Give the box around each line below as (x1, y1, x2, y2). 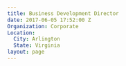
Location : (7, 29, 36, 36)
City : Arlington (13, 36, 60, 43)
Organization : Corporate (7, 23, 79, 30)
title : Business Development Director (7, 10, 119, 17)
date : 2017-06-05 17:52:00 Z (7, 16, 91, 23)
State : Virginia (13, 42, 60, 49)
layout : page (7, 49, 45, 56)
